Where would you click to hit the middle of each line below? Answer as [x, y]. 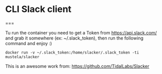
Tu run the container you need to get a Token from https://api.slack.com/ [81, 32]
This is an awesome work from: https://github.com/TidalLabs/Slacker [77, 66]
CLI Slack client [38, 9]
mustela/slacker [22, 57]
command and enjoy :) [29, 43]
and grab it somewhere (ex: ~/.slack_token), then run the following [74, 38]
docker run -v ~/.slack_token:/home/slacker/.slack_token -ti [72, 52]
